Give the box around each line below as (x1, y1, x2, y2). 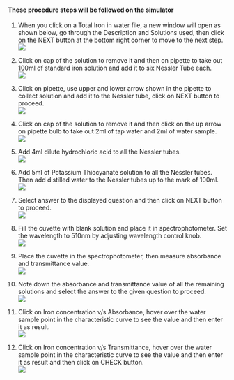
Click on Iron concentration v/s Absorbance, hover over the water (17, 308, 206, 316)
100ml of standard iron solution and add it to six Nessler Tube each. (17, 64, 212, 73)
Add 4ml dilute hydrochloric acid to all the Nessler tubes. (17, 147, 182, 156)
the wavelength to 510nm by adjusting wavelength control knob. (17, 231, 202, 240)
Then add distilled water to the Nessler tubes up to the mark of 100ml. (17, 175, 219, 184)
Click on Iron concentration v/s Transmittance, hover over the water (17, 343, 212, 352)
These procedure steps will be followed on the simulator (8, 6, 174, 14)
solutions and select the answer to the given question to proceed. (17, 287, 206, 296)
